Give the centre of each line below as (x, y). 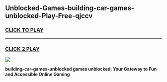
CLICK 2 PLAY (22, 49)
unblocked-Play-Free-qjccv (49, 16)
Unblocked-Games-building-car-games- (70, 8)
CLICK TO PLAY (24, 30)
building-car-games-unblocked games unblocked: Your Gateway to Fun (81, 69)
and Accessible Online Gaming (38, 74)
